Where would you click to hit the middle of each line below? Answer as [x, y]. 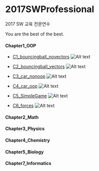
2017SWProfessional [50, 9]
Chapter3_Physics [25, 129]
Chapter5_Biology [25, 152]
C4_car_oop [25, 86]
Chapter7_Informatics [28, 163]
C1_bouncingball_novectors [41, 57]
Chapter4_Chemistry [28, 140]
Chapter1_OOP [21, 45]
